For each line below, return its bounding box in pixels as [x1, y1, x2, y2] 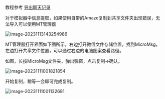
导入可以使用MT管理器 [9, 21, 56, 27]
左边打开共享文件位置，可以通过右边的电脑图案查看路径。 [5, 48, 124, 53]
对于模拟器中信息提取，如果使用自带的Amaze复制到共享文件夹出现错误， [5, 15, 156, 21]
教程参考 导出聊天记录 [5, 4, 51, 10]
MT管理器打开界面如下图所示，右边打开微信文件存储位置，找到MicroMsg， [5, 41, 160, 47]
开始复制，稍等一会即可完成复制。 [5, 79, 76, 84]
